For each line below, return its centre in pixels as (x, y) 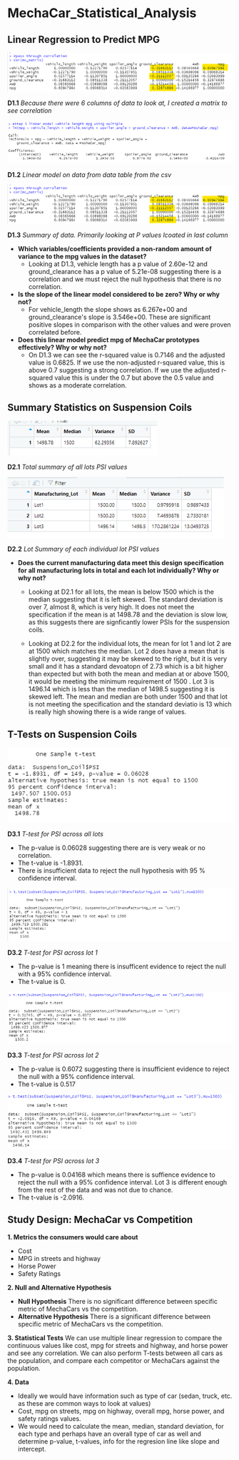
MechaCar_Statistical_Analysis (102, 13)
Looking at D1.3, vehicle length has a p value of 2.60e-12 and (118, 264)
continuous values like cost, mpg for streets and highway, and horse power (118, 1345)
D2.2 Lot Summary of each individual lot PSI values (83, 549)
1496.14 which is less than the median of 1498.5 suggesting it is (122, 689)
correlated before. (55, 332)
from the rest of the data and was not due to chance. (95, 1190)
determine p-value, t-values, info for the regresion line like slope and (118, 1441)
